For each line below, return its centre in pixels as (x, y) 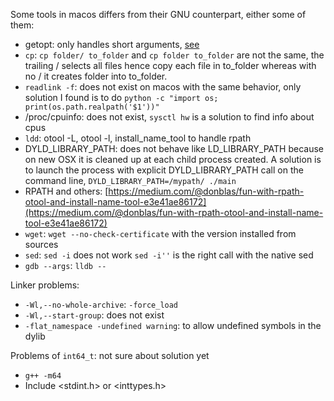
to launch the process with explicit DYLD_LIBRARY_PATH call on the (164, 170)
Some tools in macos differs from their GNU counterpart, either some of (158, 14)
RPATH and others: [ (66, 191)
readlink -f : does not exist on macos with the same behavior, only (163, 87)
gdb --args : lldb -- (65, 265)
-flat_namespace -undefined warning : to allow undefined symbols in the (173, 325)
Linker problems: (45, 285)
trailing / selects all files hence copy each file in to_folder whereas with (170, 65)
